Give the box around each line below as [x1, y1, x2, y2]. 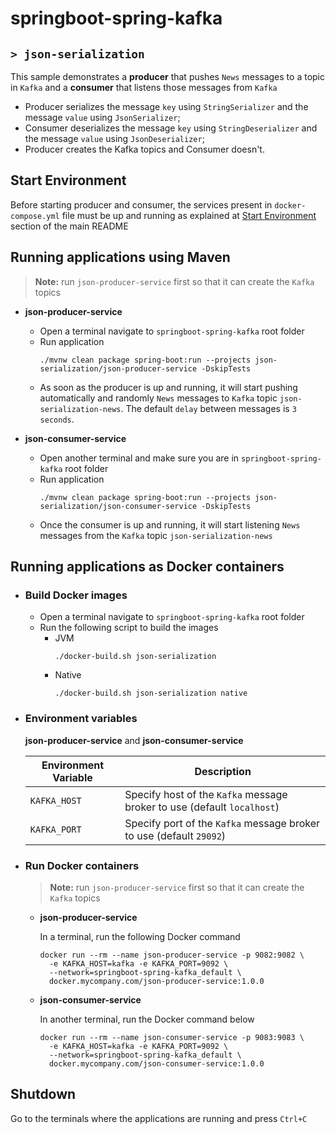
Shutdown [10, 1086, 77, 1103]
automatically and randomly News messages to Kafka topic [39, 392, 278, 404]
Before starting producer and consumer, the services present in [10, 198, 273, 211]
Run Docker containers [24, 858, 140, 872]
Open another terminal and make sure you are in [39, 452, 240, 464]
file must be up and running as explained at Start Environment [61, 209, 317, 221]
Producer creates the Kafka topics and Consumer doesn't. [24, 143, 265, 155]
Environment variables [24, 712, 138, 726]
